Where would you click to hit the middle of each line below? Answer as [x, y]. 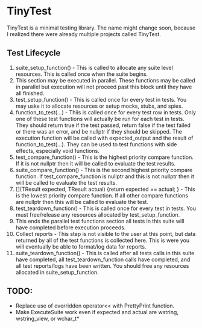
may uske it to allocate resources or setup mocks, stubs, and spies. [99, 106]
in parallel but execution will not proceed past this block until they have [104, 87]
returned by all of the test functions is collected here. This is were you [102, 240]
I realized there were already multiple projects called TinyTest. [84, 34]
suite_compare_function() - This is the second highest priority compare [104, 170]
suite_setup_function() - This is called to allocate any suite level [94, 67]
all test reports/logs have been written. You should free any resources [102, 265]
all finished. [30, 93]
